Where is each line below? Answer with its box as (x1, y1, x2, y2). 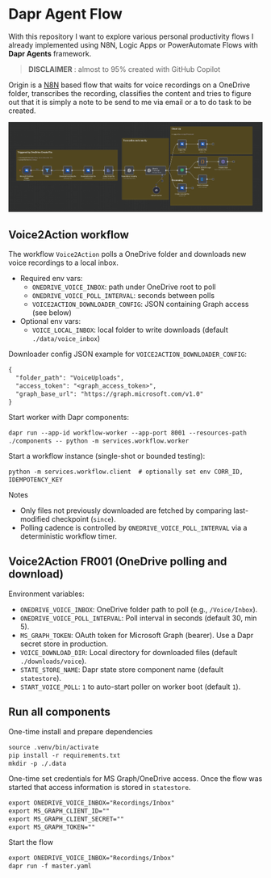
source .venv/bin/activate (8, 743, 99, 751)
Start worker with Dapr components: (8, 413, 129, 422)
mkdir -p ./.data (8, 759, 67, 767)
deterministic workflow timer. (19, 531, 117, 541)
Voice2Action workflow (8, 228, 129, 242)
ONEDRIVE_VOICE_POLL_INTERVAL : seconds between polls (31, 291, 215, 300)
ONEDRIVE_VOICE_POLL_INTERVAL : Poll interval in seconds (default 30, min (19, 613, 257, 623)
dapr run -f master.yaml (8, 862, 92, 870)
